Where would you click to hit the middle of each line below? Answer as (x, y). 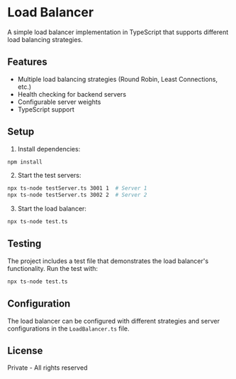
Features (27, 62)
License (25, 350)
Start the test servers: (49, 176)
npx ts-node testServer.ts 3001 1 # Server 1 (77, 188)
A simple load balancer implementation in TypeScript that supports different (118, 32)
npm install (25, 162)
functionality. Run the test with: (52, 268)
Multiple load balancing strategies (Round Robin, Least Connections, (118, 79)
